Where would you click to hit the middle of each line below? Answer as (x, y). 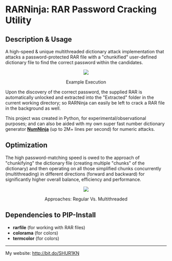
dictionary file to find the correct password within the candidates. (74, 62)
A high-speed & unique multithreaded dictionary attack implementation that (85, 52)
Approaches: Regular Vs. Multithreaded (86, 199)
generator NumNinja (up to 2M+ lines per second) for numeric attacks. (80, 129)
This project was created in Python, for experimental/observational (76, 118)
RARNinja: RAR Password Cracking (81, 9)
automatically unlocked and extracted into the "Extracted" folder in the (80, 97)
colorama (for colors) (35, 233)
